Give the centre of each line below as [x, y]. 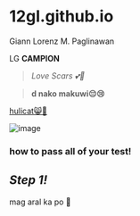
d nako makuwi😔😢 [68, 93]
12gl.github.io [62, 17]
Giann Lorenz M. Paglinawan [62, 41]
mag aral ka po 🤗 [40, 202]
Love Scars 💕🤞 [58, 75]
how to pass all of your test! [70, 151]
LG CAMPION [34, 58]
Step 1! [28, 180]
